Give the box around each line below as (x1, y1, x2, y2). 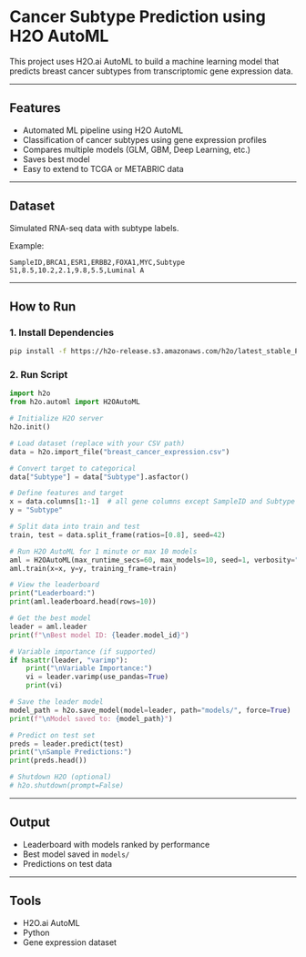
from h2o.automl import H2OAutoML (9, 398, 141, 407)
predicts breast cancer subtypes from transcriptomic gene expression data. (9, 66, 293, 76)
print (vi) (25, 681, 64, 690)
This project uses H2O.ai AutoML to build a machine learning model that (9, 56, 280, 66)
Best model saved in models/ (22, 849, 130, 860)
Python (22, 927, 50, 938)
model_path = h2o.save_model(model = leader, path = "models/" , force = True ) (9, 706, 291, 715)
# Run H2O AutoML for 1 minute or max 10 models (9, 546, 198, 556)
